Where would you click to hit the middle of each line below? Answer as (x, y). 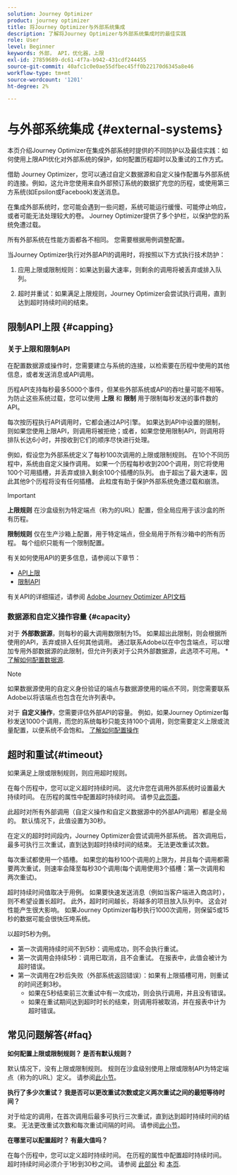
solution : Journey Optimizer (50, 14)
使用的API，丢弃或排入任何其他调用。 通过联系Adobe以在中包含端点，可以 (115, 642)
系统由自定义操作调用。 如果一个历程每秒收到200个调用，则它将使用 (125, 463)
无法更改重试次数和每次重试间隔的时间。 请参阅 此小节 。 (102, 1125)
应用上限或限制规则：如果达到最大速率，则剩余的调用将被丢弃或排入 (116, 270)
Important (22, 495)
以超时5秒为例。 (31, 933)
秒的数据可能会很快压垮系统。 (50, 918)
